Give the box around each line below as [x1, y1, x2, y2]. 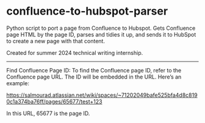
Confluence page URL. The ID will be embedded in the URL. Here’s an [6, 73, 182, 80]
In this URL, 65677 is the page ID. [6, 110, 90, 117]
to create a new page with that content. [6, 37, 106, 44]
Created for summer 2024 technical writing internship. [6, 49, 143, 56]
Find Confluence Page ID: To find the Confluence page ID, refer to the [6, 66, 182, 74]
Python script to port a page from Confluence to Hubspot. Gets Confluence [6, 24, 196, 32]
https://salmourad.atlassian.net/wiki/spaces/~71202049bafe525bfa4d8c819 [6, 91, 198, 99]
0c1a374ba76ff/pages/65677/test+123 [6, 97, 103, 105]
